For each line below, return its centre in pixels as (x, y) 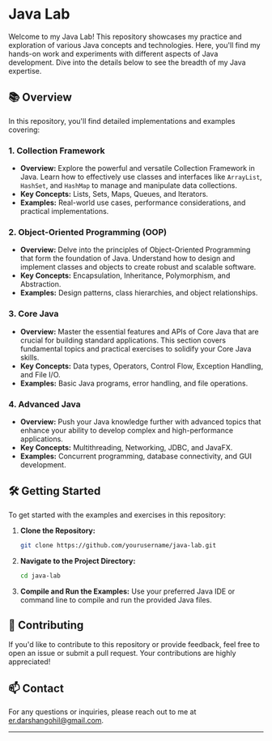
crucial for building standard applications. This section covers (123, 340)
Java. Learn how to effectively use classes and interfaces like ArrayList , (141, 177)
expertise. (25, 70)
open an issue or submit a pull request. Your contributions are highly (122, 654)
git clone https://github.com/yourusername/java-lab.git (118, 545)
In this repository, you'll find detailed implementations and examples (122, 121)
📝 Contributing (46, 625)
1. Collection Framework (57, 151)
